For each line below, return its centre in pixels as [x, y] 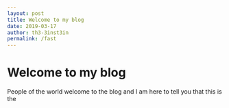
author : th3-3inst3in [38, 32]
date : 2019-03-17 [32, 26]
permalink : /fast [32, 39]
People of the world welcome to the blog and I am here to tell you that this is [114, 92]
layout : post [26, 13]
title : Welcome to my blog [46, 20]
